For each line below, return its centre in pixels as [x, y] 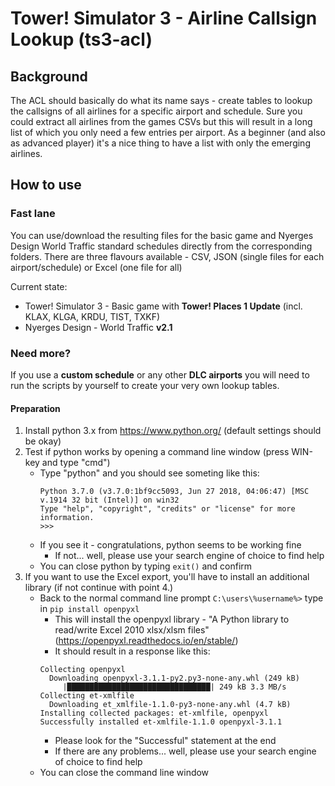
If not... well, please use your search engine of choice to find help [189, 556]
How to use [46, 185]
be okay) [43, 441]
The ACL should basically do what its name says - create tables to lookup [161, 100]
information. [67, 518]
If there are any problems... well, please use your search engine [185, 751]
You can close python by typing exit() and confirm [146, 566]
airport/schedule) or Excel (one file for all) [96, 267]
